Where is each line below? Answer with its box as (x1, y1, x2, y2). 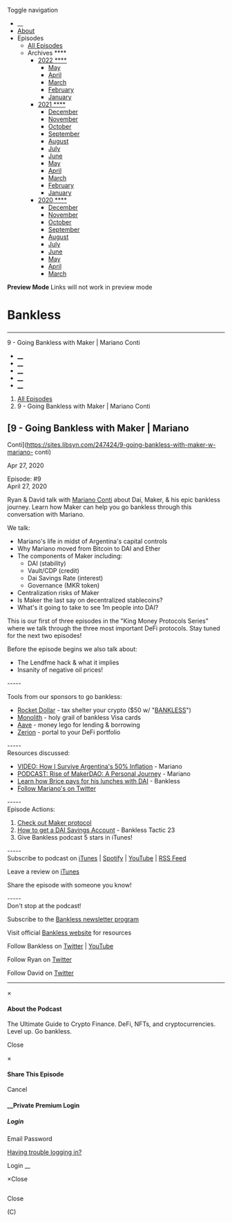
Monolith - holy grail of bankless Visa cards (17, 713, 142, 721)
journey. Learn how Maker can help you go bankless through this (7, 502, 192, 511)
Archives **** (27, 48, 67, 57)
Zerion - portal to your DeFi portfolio (17, 727, 121, 736)
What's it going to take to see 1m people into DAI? (17, 603, 159, 612)
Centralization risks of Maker (17, 588, 100, 596)
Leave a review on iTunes (7, 867, 79, 876)
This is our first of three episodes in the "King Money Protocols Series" (7, 617, 209, 625)
